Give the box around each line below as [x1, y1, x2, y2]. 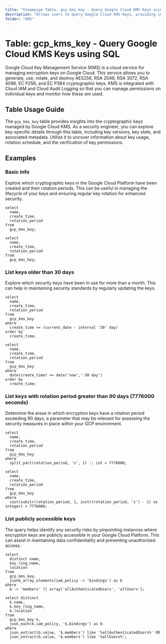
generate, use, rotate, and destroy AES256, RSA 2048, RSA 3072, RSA [5, 75, 148, 81]
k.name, [9, 599, 26, 604]
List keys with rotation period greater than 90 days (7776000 [5, 393, 155, 400]
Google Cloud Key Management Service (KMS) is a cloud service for [5, 65, 145, 71]
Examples [5, 154, 36, 162]
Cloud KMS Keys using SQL [5, 48, 120, 59]
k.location [9, 608, 32, 613]
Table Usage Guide [5, 105, 65, 114]
